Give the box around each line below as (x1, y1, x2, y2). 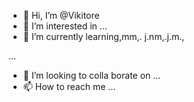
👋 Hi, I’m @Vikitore (22, 10, 100, 21)
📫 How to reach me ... (22, 81, 116, 92)
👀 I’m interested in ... (22, 20, 108, 32)
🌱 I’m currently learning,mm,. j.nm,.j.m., (22, 31, 185, 42)
